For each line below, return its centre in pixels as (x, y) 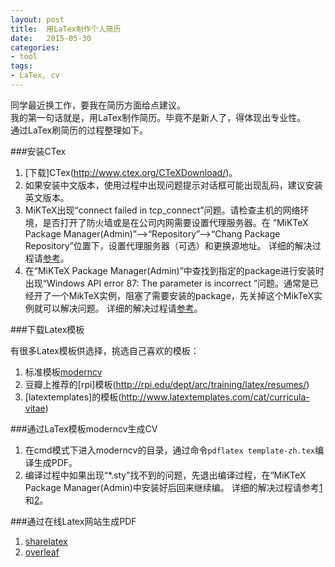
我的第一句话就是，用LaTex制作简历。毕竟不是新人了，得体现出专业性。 (158, 117)
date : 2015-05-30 (51, 38)
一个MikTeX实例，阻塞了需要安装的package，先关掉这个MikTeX (183, 295)
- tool (24, 57)
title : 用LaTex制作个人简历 (66, 29)
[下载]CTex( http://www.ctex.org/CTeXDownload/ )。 (131, 172)
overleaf (42, 552)
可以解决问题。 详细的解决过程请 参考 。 (122, 308)
